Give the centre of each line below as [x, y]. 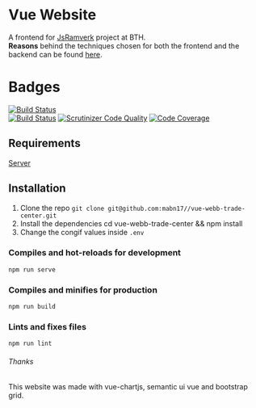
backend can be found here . [55, 54]
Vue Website [52, 15]
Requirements [44, 143]
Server [19, 162]
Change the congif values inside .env [82, 232]
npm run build [32, 307]
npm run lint [30, 344]
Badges [34, 87]
